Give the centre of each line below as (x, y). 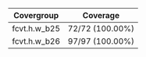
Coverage (101, 15)
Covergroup (36, 15)
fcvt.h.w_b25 (36, 28)
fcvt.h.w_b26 (36, 41)
